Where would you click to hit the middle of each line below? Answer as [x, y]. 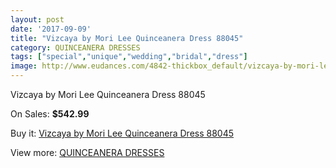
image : [24, 66]
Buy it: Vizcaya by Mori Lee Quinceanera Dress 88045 [122, 133]
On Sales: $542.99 [50, 114]
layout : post [37, 19]
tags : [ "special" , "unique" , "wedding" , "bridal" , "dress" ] [129, 57]
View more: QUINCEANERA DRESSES [87, 152]
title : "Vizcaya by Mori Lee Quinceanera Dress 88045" [127, 38]
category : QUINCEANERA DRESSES [75, 47]
